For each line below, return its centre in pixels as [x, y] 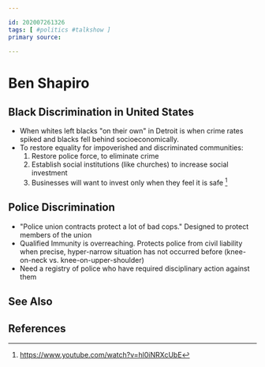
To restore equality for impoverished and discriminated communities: [131, 148]
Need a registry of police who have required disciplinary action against [134, 268]
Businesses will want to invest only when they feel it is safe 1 [129, 182]
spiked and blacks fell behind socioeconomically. [99, 140]
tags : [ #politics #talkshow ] [60, 30]
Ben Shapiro [49, 83]
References [37, 328]
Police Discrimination [62, 207]
